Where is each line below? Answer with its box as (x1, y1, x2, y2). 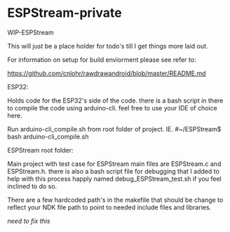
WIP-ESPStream (7, 28, 54, 37)
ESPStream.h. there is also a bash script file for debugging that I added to (7, 167, 219, 175)
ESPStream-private (7, 5, 122, 21)
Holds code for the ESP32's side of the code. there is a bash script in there (7, 96, 224, 105)
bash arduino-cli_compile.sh (7, 132, 89, 141)
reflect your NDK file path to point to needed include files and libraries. (7, 202, 212, 212)
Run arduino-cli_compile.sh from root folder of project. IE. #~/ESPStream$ (7, 124, 222, 133)
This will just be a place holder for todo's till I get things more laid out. (7, 41, 208, 50)
